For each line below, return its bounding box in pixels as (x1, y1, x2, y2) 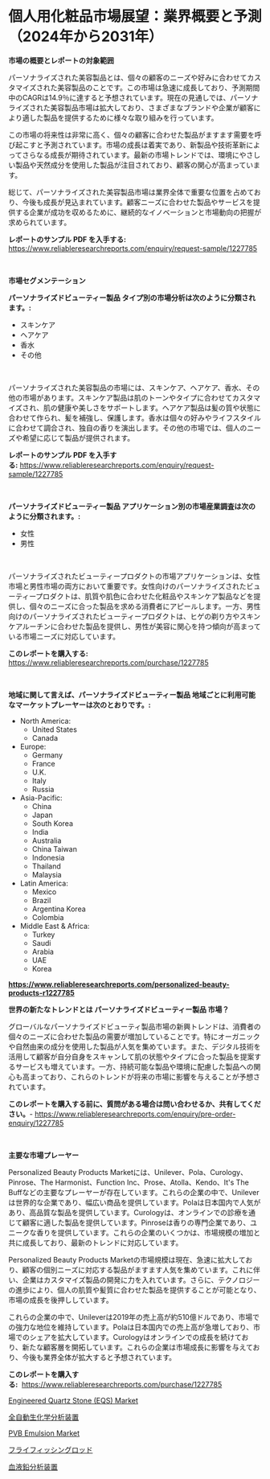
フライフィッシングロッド (8, 1444, 93, 1454)
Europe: (19, 742, 47, 751)
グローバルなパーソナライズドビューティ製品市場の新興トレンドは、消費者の (8, 1021, 261, 1031)
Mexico (31, 886, 57, 897)
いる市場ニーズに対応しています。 (8, 631, 121, 641)
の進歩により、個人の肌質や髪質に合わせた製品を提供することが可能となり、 (8, 1284, 261, 1295)
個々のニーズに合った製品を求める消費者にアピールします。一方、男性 (29, 601, 261, 611)
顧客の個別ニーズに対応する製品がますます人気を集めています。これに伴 (22, 1264, 261, 1275)
